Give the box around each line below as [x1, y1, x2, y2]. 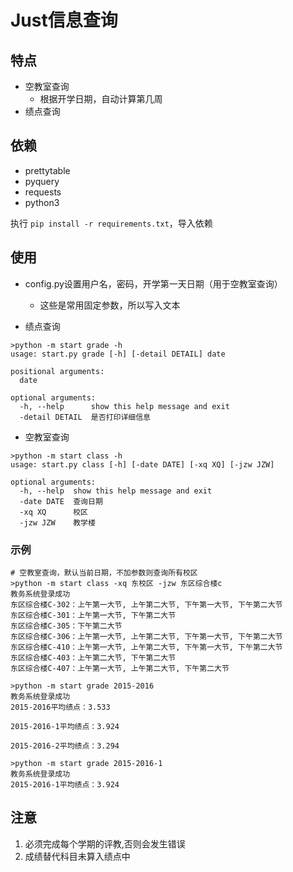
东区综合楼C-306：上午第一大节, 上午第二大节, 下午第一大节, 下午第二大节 [10, 631, 283, 641]
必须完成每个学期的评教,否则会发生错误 [24, 837, 186, 850]
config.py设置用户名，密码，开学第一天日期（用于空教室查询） [24, 277, 283, 290]
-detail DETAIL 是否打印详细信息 [19, 412, 151, 422]
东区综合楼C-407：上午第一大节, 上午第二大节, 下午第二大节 [10, 663, 230, 673]
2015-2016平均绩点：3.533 [10, 702, 111, 712]
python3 [24, 196, 60, 208]
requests [24, 186, 62, 198]
